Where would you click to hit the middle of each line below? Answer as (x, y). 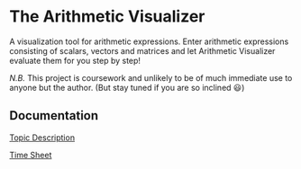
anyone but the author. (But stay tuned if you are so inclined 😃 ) (127, 87)
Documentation (54, 116)
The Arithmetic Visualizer (107, 17)
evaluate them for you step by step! (75, 60)
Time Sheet (31, 155)
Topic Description (42, 138)
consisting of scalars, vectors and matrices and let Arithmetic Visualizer (142, 50)
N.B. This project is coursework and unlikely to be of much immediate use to (151, 77)
